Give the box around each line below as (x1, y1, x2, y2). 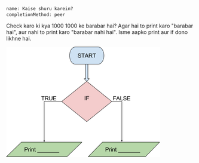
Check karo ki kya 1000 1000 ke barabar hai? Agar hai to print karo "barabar (6, 22, 194, 29)
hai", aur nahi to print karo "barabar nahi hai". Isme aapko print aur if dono (6, 29, 188, 35)
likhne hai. (6, 35, 32, 42)
